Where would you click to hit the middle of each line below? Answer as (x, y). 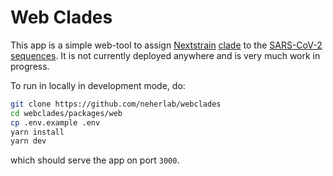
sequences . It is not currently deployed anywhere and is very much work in (165, 55)
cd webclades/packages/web (66, 113)
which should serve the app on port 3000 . (95, 160)
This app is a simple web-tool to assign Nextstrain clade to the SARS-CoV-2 (166, 45)
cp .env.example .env (55, 122)
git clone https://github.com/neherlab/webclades (116, 104)
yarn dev (28, 141)
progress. (30, 66)
